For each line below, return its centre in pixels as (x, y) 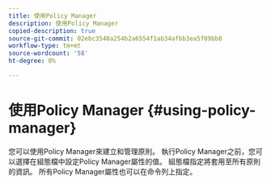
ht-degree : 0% (32, 61)
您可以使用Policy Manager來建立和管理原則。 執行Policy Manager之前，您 (132, 151)
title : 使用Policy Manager (53, 16)
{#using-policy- (201, 111)
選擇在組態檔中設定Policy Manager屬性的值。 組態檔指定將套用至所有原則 (138, 161)
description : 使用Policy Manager (64, 23)
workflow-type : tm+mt (45, 46)
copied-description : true (52, 31)
